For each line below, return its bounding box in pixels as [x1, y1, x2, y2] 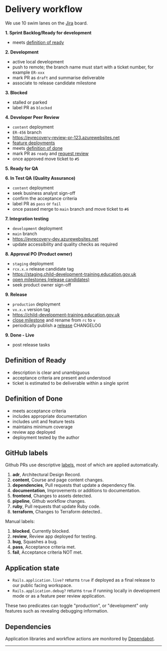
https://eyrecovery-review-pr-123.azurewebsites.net [12, 134, 120, 140]
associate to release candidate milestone [12, 80, 96, 86]
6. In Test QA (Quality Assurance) [5, 175, 76, 181]
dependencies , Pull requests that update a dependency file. [12, 482, 136, 488]
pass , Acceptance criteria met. [12, 544, 76, 550]
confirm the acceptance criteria [12, 195, 78, 201]
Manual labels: [5, 518, 35, 525]
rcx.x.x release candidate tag [12, 266, 74, 272]
